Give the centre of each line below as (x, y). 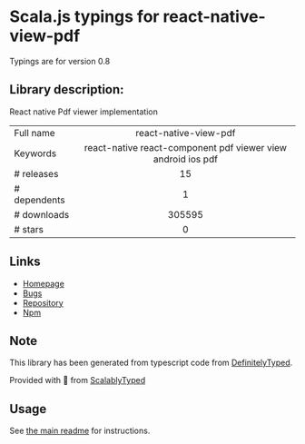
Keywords (35, 153)
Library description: (67, 89)
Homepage (44, 283)
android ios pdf (185, 159)
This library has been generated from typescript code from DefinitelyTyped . (151, 363)
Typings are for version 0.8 (60, 61)
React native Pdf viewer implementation (84, 112)
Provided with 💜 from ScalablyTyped (78, 380)
